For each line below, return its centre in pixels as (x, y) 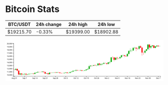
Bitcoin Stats (32, 9)
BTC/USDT (20, 24)
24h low (106, 24)
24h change (49, 24)
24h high (78, 24)
